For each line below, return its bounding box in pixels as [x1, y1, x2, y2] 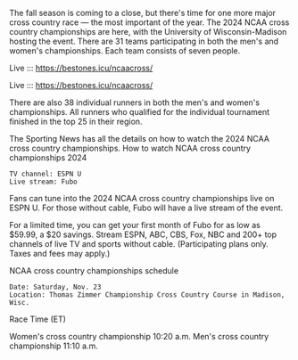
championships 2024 [9, 152, 87, 163]
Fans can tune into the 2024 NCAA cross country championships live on [9, 193, 275, 203]
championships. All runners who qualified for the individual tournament [9, 107, 270, 117]
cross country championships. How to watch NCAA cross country [9, 143, 252, 153]
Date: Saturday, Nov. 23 [9, 282, 102, 291]
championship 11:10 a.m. [9, 340, 98, 351]
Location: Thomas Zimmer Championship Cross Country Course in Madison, [9, 290, 286, 299]
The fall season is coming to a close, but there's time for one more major [9, 8, 277, 18]
